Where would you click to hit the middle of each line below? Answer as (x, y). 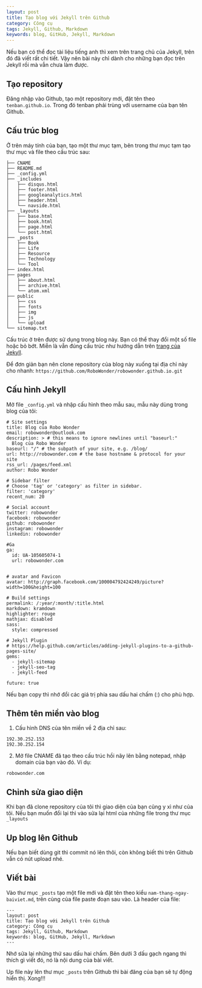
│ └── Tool (23, 264)
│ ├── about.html (31, 280)
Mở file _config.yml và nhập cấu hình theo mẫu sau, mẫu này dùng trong (97, 404)
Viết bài (21, 878)
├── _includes (24, 179)
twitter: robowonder (32, 513)
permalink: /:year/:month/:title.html (55, 603)
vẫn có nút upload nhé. (35, 859)
